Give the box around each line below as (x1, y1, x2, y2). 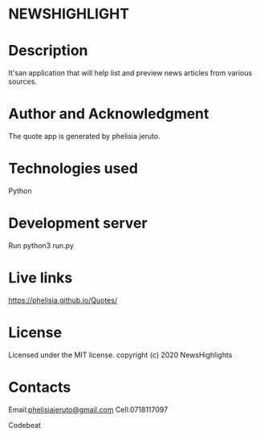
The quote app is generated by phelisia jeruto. (8, 132, 160, 141)
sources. (8, 77, 38, 87)
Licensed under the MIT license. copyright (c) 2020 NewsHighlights (8, 350, 233, 360)
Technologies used (8, 160, 139, 177)
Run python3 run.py (8, 240, 74, 250)
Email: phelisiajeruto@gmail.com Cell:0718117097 (8, 405, 169, 414)
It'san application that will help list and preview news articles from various (8, 68, 253, 78)
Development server (8, 214, 148, 233)
